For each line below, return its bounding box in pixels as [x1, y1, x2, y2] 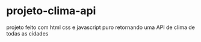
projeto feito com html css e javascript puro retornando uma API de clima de [6, 24, 196, 31]
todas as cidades [6, 30, 49, 37]
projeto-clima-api [6, 4, 96, 18]
